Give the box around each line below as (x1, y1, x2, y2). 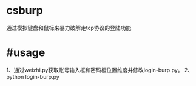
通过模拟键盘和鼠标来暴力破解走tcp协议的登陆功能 (6, 24, 132, 31)
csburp (6, 4, 44, 17)
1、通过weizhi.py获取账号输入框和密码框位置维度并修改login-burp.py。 (6, 66, 183, 73)
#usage (6, 46, 46, 60)
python (6, 73, 24, 80)
